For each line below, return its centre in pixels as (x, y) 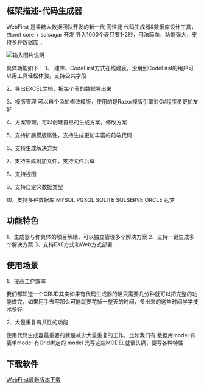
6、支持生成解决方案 (32, 148)
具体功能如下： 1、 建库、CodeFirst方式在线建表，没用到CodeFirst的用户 (97, 68)
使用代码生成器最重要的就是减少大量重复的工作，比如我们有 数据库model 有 (101, 335)
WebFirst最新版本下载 (33, 380)
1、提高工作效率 (26, 281)
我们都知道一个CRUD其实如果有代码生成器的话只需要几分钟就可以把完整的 (99, 294)
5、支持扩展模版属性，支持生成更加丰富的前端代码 (69, 135)
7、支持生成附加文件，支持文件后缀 (51, 161)
